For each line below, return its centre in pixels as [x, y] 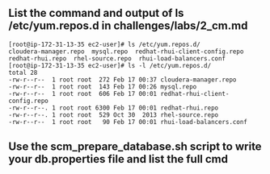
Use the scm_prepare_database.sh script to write [135, 147]
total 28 [23, 72]
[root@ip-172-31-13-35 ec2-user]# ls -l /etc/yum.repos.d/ [110, 65]
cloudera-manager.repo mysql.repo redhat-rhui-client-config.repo [126, 52]
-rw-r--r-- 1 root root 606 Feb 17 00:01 [83, 93]
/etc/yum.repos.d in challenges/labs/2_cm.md [128, 26]
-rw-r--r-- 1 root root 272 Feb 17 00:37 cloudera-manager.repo [122, 80]
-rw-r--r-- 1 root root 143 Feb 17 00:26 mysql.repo [103, 87]
